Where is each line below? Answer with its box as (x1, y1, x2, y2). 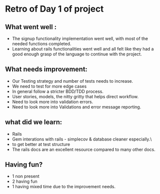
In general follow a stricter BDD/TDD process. (12, 88, 104, 94)
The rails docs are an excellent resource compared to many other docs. (12, 146, 156, 152)
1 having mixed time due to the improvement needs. (12, 184, 116, 190)
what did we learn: (5, 118, 62, 126)
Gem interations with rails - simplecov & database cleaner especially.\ (12, 136, 152, 142)
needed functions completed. (12, 41, 71, 47)
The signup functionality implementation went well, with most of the (12, 35, 148, 41)
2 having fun (12, 178, 37, 184)
